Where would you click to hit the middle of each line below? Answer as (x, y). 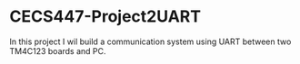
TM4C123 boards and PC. (58, 50)
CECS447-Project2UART (105, 17)
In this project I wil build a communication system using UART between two (150, 41)
